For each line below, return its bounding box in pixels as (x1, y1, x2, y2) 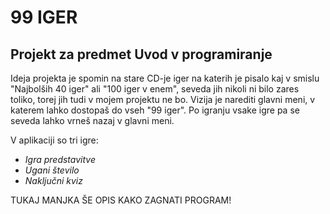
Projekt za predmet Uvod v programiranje (10, 46, 273, 63)
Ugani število (24, 164, 80, 176)
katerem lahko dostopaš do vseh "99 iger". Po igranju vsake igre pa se (10, 104, 300, 116)
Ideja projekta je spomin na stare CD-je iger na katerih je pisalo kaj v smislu (10, 72, 320, 84)
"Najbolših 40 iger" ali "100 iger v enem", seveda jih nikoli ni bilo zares (10, 83, 300, 95)
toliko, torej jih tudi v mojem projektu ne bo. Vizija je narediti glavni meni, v (10, 94, 316, 105)
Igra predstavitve (24, 154, 96, 165)
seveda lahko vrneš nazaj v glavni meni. (10, 115, 175, 126)
